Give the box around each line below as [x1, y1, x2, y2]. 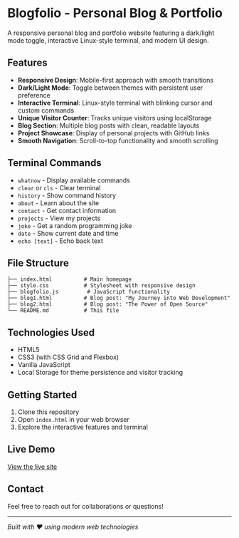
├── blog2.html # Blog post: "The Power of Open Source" [7, 301, 208, 308]
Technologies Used [7, 326, 95, 338]
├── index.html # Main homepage [7, 276, 132, 283]
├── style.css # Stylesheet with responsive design [7, 282, 196, 289]
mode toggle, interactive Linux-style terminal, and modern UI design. [7, 36, 209, 44]
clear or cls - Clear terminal [17, 183, 101, 192]
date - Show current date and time [17, 229, 119, 237]
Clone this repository [17, 408, 80, 416]
